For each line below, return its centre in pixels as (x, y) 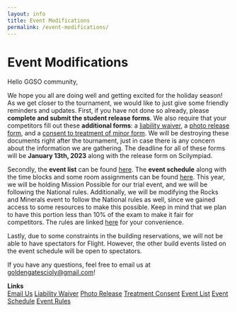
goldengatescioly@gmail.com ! (51, 272)
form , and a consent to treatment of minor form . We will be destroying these (118, 133)
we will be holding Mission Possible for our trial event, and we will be (108, 184)
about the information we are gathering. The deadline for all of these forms (116, 148)
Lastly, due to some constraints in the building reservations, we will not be (115, 236)
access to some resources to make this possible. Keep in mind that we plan (117, 207)
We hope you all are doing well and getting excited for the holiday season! (115, 96)
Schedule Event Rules (39, 301)
